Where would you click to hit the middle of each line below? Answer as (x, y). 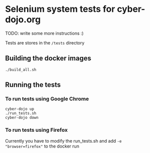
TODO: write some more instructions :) (45, 33)
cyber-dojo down (22, 118)
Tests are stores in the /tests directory (45, 42)
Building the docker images (48, 58)
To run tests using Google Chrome (47, 99)
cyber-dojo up (20, 109)
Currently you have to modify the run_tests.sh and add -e (64, 141)
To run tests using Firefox (36, 130)
